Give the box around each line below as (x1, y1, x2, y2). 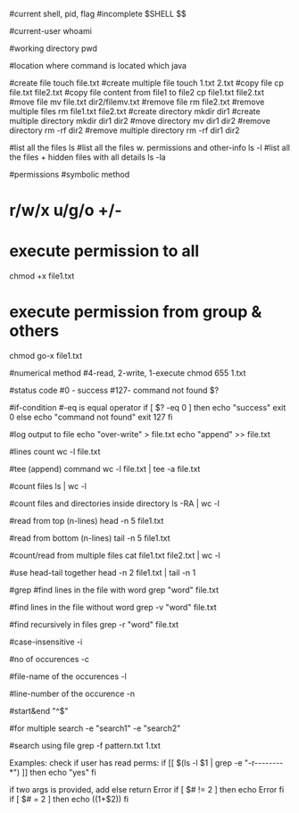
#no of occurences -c (9, 654, 90, 665)
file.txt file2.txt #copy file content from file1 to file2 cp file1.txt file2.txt (9, 87, 265, 97)
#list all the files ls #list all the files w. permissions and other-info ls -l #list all (9, 143, 290, 153)
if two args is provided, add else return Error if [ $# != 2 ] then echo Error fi (9, 784, 285, 795)
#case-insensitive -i (9, 636, 83, 647)
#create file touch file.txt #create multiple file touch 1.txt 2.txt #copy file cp (9, 78, 284, 88)
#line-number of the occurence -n (9, 688, 136, 700)
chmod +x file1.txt (9, 270, 75, 281)
